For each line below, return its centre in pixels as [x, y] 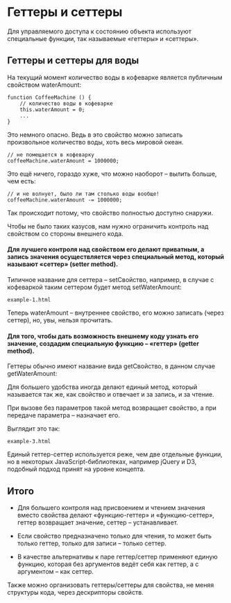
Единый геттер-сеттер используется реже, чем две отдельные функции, [115, 454]
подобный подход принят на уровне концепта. [76, 469]
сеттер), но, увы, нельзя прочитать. [60, 320]
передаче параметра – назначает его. [63, 415]
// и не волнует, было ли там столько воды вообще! [83, 194]
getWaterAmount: [32, 374]
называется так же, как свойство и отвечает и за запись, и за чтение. [111, 395]
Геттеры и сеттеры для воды [73, 61]
